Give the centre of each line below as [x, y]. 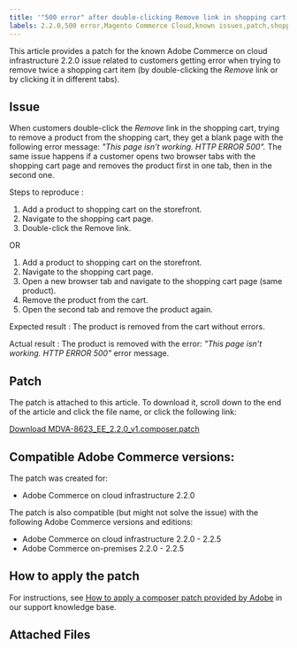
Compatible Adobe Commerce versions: [122, 457]
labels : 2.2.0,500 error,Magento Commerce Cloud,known [112, 26]
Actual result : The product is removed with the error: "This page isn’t [136, 344]
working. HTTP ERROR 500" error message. [89, 353]
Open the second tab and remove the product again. [118, 310]
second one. [32, 175]
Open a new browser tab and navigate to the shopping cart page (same [152, 282]
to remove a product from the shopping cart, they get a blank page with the [146, 137]
